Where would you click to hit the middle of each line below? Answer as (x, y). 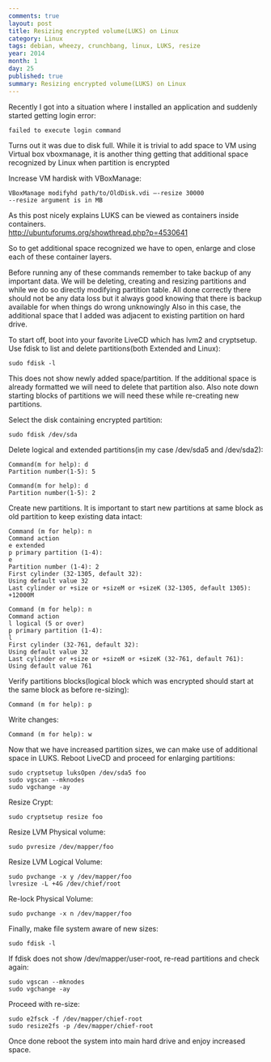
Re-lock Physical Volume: (51, 898)
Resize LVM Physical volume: (57, 832)
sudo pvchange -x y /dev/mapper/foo (70, 876)
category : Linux (36, 38)
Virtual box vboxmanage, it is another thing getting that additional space (129, 154)
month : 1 (23, 62)
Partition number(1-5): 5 (52, 471)
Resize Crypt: (31, 802)
